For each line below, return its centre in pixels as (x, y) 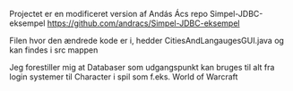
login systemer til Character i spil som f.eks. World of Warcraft (124, 77)
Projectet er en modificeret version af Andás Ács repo (109, 14)
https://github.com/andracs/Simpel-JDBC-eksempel (143, 23)
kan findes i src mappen (54, 50)
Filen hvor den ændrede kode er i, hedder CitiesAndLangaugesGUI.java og (147, 41)
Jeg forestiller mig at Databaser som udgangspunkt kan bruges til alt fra (142, 67)
